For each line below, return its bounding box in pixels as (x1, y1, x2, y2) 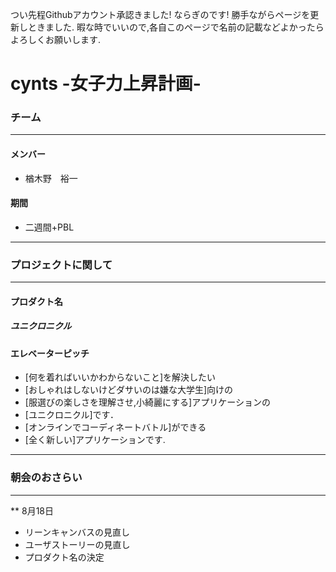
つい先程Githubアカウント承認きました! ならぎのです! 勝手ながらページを (10, 9, 311, 20)
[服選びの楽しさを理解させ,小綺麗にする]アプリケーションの (24, 396, 271, 408)
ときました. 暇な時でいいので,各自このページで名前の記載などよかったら (27, 21, 325, 33)
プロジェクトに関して (10, 258, 113, 272)
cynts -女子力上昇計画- (10, 73, 202, 95)
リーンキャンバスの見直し (24, 526, 131, 538)
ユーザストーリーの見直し (24, 538, 131, 550)
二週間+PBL (24, 221, 75, 233)
